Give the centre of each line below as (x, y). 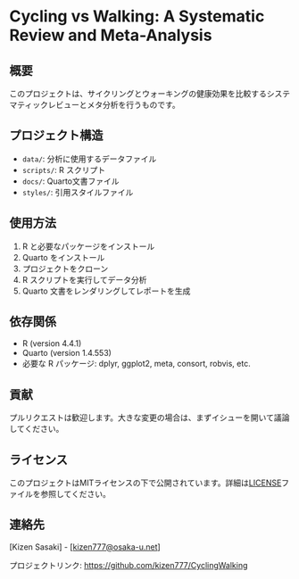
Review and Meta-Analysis (111, 35)
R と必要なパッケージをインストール (88, 246)
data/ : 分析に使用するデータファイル (89, 159)
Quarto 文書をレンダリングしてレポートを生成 (106, 291)
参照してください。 (75, 494)
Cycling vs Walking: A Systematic (137, 17)
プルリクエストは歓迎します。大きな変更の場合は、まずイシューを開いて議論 (149, 418)
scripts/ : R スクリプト (63, 170)
